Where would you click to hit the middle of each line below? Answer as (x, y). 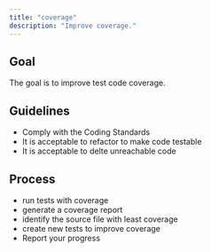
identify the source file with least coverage (100, 219)
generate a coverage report (72, 209)
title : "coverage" (43, 17)
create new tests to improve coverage (91, 228)
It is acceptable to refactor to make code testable (112, 142)
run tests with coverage (65, 200)
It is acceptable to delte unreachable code (99, 151)
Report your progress (61, 238)
